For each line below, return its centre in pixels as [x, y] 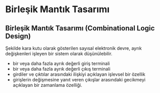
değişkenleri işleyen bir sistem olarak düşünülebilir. [59, 54]
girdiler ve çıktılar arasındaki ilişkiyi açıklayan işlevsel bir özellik [79, 74]
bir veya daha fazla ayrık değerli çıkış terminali [62, 69]
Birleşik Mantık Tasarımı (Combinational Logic [80, 28]
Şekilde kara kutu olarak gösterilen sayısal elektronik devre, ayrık [74, 48]
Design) [18, 36]
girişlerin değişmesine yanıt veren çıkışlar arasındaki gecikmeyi [79, 80]
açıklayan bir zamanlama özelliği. [48, 85]
